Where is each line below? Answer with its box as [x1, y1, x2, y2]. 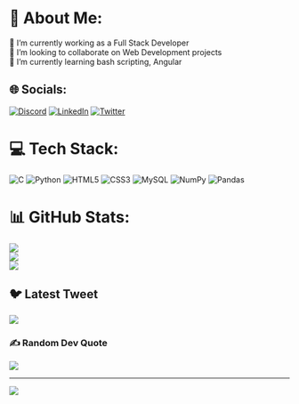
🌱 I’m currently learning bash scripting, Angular [9, 56, 182, 67]
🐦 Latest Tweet [9, 287, 99, 302]
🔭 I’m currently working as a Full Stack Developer [9, 37, 190, 48]
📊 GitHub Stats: [9, 206, 131, 227]
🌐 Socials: [9, 82, 68, 97]
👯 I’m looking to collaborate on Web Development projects [9, 46, 222, 57]
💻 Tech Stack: [9, 138, 119, 158]
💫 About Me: [9, 8, 103, 28]
